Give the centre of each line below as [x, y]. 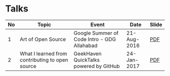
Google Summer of [96, 33]
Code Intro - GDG [95, 39]
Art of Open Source [43, 39]
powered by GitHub [97, 66]
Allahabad [86, 45]
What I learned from [44, 53]
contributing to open [44, 59]
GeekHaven [88, 53]
